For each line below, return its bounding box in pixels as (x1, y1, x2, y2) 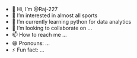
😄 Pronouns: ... (11, 40, 50, 47)
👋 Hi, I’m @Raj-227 (11, 6, 58, 12)
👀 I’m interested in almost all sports (11, 12, 98, 19)
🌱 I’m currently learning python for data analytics (11, 18, 132, 25)
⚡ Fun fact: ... (11, 46, 44, 53)
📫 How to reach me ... (11, 31, 67, 38)
